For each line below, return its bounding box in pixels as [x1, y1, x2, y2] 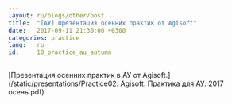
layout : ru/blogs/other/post [8, 11, 105, 20]
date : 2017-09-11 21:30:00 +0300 [8, 26, 126, 34]
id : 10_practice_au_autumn [8, 48, 112, 56]
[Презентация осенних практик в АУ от [8, 71, 141, 79]
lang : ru [8, 41, 44, 49]
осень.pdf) [8, 87, 45, 96]
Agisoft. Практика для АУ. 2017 [120, 79, 224, 88]
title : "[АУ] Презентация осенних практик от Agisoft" [8, 19, 197, 27]
